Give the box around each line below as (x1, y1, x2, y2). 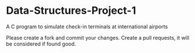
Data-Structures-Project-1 (6, 4, 136, 17)
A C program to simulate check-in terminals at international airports (6, 23, 168, 30)
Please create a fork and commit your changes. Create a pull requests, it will (6, 34, 190, 41)
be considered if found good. (6, 40, 76, 47)
